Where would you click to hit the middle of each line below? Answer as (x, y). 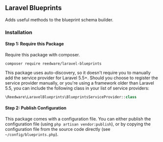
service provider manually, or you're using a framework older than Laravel (80, 83)
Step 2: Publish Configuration (36, 108)
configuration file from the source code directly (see (58, 129)
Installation (19, 32)
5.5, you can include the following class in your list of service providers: (77, 88)
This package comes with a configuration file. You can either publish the (78, 119)
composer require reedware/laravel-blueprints (53, 63)
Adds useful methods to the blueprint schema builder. (59, 19)
